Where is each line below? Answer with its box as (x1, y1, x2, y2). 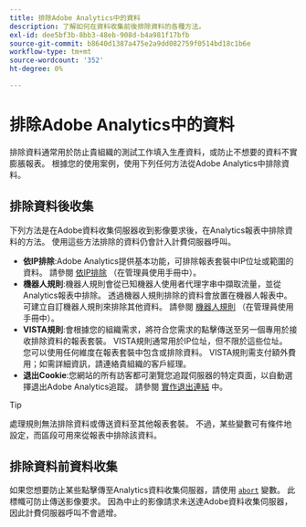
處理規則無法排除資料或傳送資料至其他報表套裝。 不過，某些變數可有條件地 (9, 417, 292, 429)
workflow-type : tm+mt (9, 47, 92, 57)
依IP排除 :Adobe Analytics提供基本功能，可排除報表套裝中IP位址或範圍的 (22, 255, 294, 266)
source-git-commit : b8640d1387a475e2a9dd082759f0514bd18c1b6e (9, 38, 251, 48)
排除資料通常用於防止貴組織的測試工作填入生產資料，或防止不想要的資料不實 (9, 146, 298, 157)
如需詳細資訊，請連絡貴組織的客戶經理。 (38, 358, 192, 369)
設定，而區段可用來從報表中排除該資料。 (9, 429, 162, 440)
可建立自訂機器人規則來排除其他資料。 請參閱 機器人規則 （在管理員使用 (22, 300, 294, 311)
